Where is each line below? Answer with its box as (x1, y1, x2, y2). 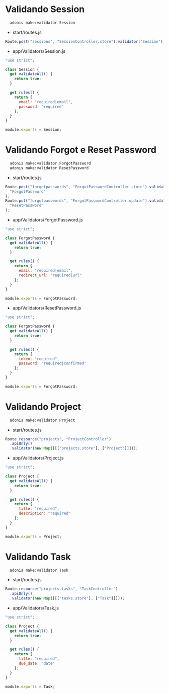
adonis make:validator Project (10, 418, 75, 423)
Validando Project (5, 401, 81, 412)
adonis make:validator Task (10, 568, 69, 573)
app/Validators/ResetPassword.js (12, 305, 81, 311)
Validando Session (5, 4, 85, 15)
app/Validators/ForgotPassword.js (12, 217, 83, 222)
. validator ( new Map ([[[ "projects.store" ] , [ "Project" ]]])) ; (10, 446, 138, 451)
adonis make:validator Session (10, 20, 75, 25)
